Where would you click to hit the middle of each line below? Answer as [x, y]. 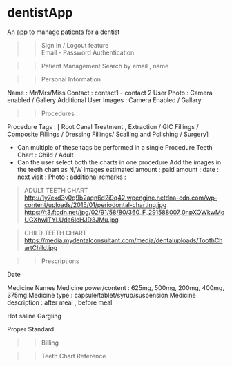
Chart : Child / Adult [45, 155]
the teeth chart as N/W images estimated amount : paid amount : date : [118, 169]
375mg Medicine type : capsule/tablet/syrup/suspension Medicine [101, 295]
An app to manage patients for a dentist [64, 32]
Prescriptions [60, 261]
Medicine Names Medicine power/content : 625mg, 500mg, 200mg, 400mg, [116, 287]
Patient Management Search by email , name [105, 66]
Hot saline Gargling [35, 316]
